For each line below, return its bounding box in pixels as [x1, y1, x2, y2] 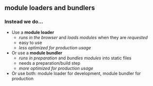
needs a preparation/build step [18, 60, 80, 66]
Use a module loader [11, 29, 54, 35]
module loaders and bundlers [4, 4, 95, 12]
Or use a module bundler [11, 50, 62, 56]
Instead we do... [4, 18, 44, 25]
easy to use [18, 40, 42, 45]
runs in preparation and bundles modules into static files [18, 55, 132, 61]
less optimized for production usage [18, 44, 92, 50]
